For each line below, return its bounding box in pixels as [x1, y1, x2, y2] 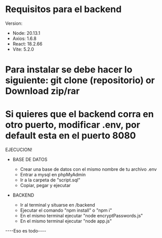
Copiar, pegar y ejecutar [20, 182, 71, 188]
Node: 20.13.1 [12, 30, 40, 36]
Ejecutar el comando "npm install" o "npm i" [20, 207, 112, 213]
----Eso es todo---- [5, 228, 47, 234]
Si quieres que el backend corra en [5, 109, 154, 120]
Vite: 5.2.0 [12, 46, 34, 52]
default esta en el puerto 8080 [5, 130, 136, 141]
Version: [5, 20, 23, 26]
